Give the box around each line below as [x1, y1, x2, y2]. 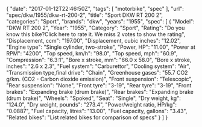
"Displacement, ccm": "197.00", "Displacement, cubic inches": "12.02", [6, 37, 181, 44]
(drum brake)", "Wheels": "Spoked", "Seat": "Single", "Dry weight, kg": [6, 94, 181, 102]
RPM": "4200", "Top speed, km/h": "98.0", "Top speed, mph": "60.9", [6, 50, 178, 57]
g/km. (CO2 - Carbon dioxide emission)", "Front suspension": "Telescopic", [6, 75, 193, 82]
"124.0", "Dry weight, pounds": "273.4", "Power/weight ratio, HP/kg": [6, 101, 177, 108]
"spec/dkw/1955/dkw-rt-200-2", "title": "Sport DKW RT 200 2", [6, 11, 163, 19]
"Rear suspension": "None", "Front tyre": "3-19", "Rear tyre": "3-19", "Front [6, 82, 192, 89]
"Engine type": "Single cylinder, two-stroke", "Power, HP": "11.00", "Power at [6, 43, 196, 51]
